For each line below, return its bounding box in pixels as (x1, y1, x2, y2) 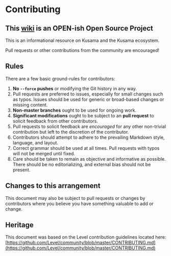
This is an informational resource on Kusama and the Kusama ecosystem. (5, 37, 160, 43)
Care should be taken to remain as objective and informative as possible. (12, 156, 166, 162)
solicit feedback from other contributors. (12, 118, 98, 124)
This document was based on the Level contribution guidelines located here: (5, 234, 166, 240)
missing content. (12, 101, 48, 108)
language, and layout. (12, 139, 59, 146)
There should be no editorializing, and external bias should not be (12, 161, 151, 167)
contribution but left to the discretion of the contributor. (12, 129, 129, 135)
